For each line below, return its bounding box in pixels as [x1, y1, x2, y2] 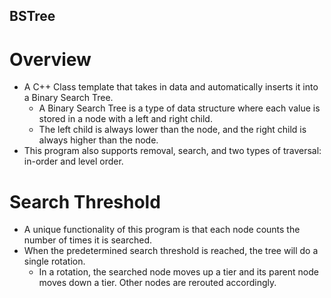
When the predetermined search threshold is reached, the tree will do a [23, 245, 319, 257]
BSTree [9, 8, 56, 25]
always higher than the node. [38, 134, 159, 146]
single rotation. [23, 255, 86, 268]
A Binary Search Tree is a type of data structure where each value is [38, 102, 321, 114]
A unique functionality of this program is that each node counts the [23, 224, 301, 236]
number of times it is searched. [23, 234, 153, 246]
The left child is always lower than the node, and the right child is [38, 124, 307, 136]
